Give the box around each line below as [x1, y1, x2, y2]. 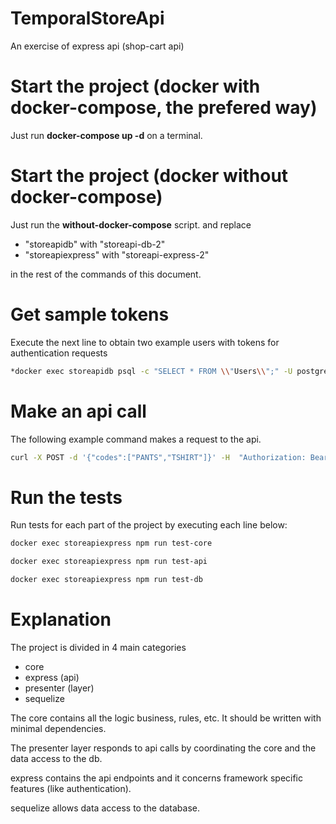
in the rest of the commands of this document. [10, 268, 202, 280]
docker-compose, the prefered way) [10, 97, 318, 119]
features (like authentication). [10, 782, 132, 794]
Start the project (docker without [10, 165, 289, 187]
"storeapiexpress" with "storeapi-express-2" [24, 248, 210, 261]
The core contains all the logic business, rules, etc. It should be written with [10, 712, 322, 724]
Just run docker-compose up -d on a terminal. [10, 129, 203, 141]
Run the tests [10, 486, 123, 509]
